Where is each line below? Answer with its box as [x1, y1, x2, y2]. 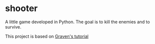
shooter [5, 3, 38, 14]
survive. [5, 24, 22, 29]
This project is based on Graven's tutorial [5, 33, 89, 39]
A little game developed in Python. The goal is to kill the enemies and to [5, 19, 150, 25]
